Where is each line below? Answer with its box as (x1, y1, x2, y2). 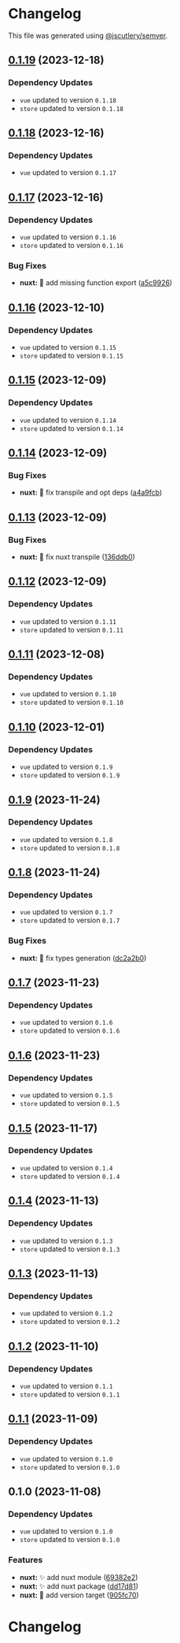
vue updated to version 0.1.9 (19, 762, 113, 772)
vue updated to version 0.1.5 (19, 1090, 113, 1100)
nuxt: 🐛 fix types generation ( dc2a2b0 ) (19, 953, 147, 962)
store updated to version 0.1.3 (19, 1244, 120, 1253)
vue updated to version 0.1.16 (19, 232, 116, 241)
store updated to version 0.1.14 (19, 423, 124, 433)
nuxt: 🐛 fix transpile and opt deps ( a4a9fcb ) (19, 488, 163, 497)
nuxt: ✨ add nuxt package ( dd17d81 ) (19, 1581, 139, 1591)
